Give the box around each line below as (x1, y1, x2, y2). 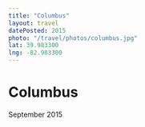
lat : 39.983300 (8, 42, 59, 50)
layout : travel (8, 19, 59, 27)
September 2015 (8, 109, 62, 119)
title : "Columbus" (8, 11, 70, 20)
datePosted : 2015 (8, 26, 66, 34)
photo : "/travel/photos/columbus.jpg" (8, 34, 138, 42)
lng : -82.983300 (8, 49, 62, 57)
